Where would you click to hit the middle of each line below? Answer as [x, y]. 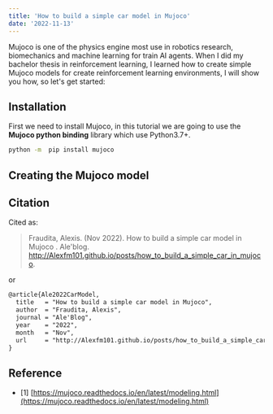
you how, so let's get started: [57, 81]
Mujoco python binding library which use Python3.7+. [100, 135]
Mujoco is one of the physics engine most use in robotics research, [121, 46]
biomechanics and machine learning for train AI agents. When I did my [126, 55]
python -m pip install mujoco [61, 150]
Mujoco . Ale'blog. [58, 247]
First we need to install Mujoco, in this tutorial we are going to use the [125, 126]
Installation [37, 107]
